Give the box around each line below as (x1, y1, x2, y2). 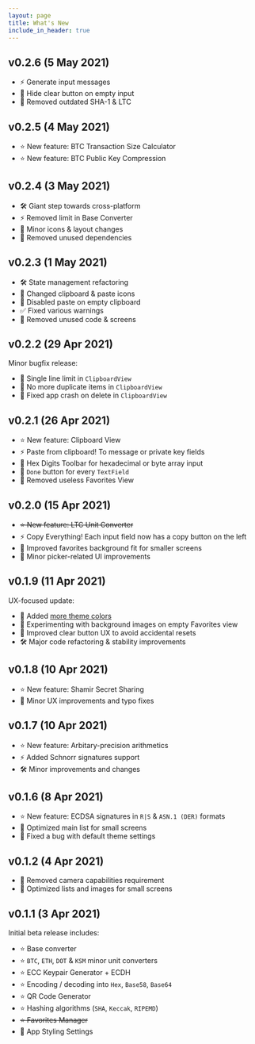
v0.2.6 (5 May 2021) (8, 56, 109, 69)
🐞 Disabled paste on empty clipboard (19, 297, 141, 306)
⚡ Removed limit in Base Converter (19, 213, 133, 222)
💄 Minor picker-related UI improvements (19, 552, 150, 562)
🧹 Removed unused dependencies (19, 232, 132, 242)
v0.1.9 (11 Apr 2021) (8, 574, 106, 588)
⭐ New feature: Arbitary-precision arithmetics (19, 740, 169, 750)
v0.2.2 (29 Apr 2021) (8, 338, 113, 351)
